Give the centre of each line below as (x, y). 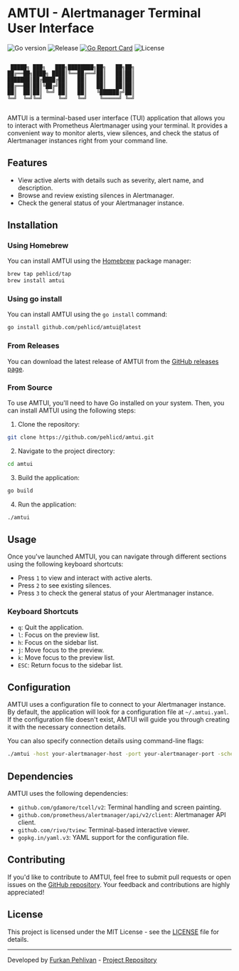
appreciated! (26, 892)
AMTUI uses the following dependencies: (68, 794)
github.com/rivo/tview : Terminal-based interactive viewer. (103, 830)
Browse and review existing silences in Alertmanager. (96, 195)
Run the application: (47, 504)
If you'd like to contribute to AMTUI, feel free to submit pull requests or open (119, 877)
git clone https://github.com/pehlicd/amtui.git (81, 437)
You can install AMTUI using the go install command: (87, 314)
